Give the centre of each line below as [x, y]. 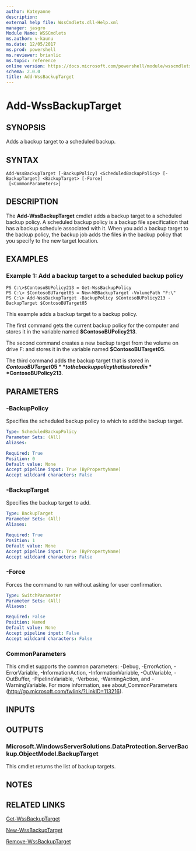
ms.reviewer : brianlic [34, 55]
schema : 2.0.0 [23, 72]
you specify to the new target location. [52, 240]
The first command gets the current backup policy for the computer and [92, 325]
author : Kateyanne [28, 11]
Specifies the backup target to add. [48, 503]
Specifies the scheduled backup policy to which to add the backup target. [95, 421]
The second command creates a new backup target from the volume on [92, 343]
